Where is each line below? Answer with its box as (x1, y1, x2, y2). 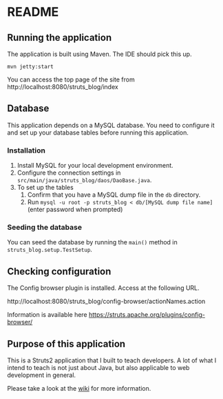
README (7, 4, 59, 20)
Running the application (7, 32, 112, 43)
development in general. (7, 371, 76, 380)
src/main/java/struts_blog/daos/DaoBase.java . (17, 176, 152, 184)
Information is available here (7, 311, 87, 319)
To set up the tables (17, 184, 74, 192)
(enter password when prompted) (27, 205, 123, 214)
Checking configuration (7, 265, 111, 277)
